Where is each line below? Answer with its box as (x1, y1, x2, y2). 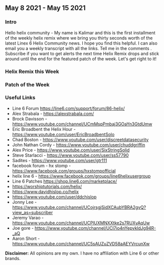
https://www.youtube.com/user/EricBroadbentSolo (12, 131, 115, 137)
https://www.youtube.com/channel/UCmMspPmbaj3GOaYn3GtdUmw (12, 121, 153, 127)
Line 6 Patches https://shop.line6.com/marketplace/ (12, 178, 117, 184)
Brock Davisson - (12, 116, 47, 121)
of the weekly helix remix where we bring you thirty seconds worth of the (5, 35, 153, 41)
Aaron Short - (12, 235, 40, 241)
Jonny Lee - (12, 199, 37, 205)
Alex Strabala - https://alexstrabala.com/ (12, 110, 94, 117)
